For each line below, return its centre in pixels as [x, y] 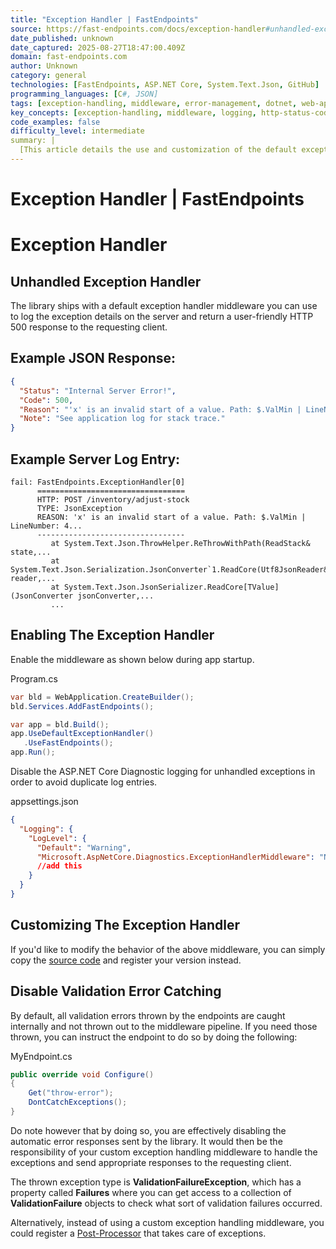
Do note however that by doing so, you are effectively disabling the [148, 1130]
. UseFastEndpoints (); [68, 743]
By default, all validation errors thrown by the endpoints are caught [148, 1015]
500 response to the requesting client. [89, 327]
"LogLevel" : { [57, 838]
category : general [48, 76]
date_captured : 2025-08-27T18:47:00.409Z [98, 47]
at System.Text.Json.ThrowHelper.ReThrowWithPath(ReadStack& [180, 543]
